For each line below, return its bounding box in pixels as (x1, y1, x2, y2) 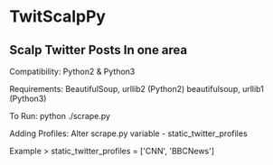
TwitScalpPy (9, 6, 107, 27)
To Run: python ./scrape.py (9, 111, 111, 121)
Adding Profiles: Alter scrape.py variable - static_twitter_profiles (9, 128, 248, 139)
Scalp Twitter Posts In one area (9, 42, 188, 58)
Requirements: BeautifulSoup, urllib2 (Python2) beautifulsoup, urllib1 (9, 84, 264, 94)
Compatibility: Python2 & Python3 (9, 66, 136, 77)
